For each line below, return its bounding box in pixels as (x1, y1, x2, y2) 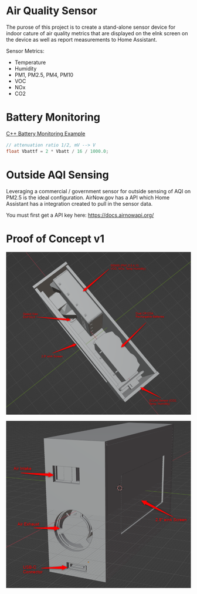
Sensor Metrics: (6, 47, 45, 54)
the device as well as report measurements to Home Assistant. (6, 36, 157, 43)
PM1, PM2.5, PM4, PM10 (14, 71, 74, 78)
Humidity (14, 65, 37, 72)
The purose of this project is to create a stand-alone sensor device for (6, 24, 176, 31)
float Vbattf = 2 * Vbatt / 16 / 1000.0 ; (6, 148, 109, 154)
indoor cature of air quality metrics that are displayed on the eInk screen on (6, 29, 188, 36)
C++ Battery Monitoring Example (6, 130, 86, 137)
